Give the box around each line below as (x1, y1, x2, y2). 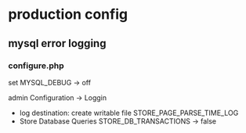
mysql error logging (8, 37, 107, 50)
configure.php (8, 60, 64, 71)
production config (8, 5, 128, 23)
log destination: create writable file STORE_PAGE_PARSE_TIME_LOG (19, 108, 239, 117)
